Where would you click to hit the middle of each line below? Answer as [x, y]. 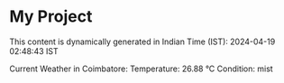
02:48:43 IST [34, 51]
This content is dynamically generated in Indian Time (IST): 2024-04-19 [142, 41]
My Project [51, 17]
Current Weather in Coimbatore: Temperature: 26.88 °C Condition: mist [141, 69]
